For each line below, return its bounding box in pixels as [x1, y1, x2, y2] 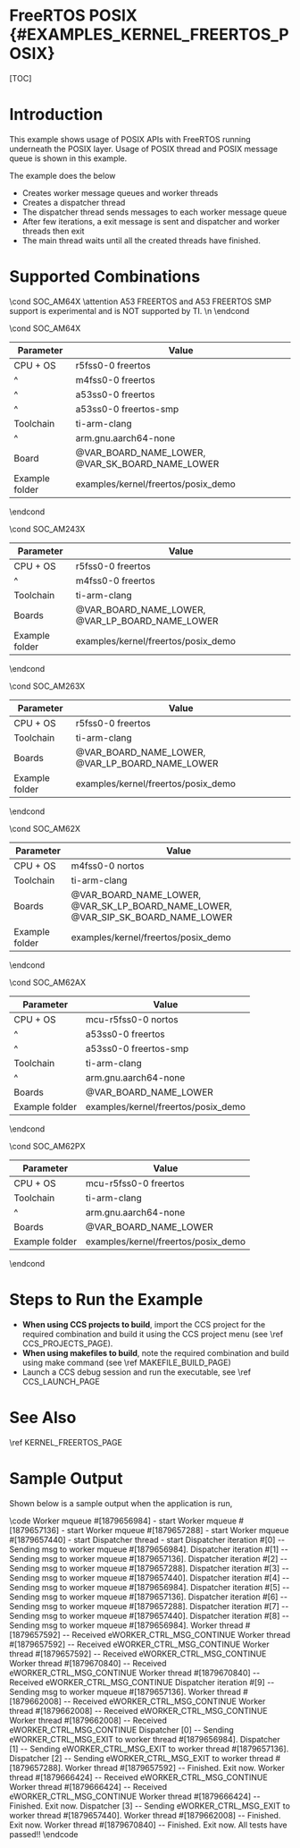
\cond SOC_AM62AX [9, 977, 87, 988]
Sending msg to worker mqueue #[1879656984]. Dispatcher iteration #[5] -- [9, 1581, 290, 1592]
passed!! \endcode [9, 1828, 79, 1839]
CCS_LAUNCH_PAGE [21, 1376, 100, 1386]
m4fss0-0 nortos [71, 860, 145, 872]
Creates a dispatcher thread [21, 197, 126, 208]
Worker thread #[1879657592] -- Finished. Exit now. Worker [64, 1762, 286, 1773]
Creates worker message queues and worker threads [21, 187, 219, 198]
